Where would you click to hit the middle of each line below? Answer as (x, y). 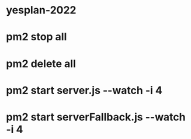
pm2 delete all (41, 63)
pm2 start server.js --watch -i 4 (84, 90)
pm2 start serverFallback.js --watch (96, 117)
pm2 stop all (37, 37)
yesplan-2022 (41, 10)
